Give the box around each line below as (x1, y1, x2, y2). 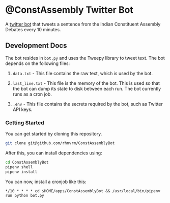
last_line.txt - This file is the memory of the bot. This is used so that (12, 80, 160, 86)
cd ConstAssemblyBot (5, 160, 49, 165)
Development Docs (5, 41, 67, 50)
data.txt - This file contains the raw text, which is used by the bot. (12, 70, 153, 76)
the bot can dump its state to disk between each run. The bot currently (12, 85, 161, 92)
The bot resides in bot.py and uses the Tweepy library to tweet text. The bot (5, 55, 165, 61)
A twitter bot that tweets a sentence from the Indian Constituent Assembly (5, 21, 161, 27)
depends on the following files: (5, 60, 70, 66)
